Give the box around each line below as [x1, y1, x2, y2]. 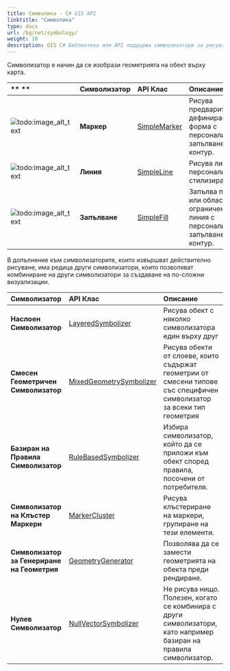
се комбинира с [163, 602, 217, 611]
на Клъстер [10, 510, 51, 520]
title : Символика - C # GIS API [7, 10, 97, 17]
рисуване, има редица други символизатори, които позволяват [7, 263, 194, 271]
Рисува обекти [163, 342, 213, 352]
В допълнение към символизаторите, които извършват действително [7, 256, 211, 264]
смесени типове [163, 377, 218, 386]
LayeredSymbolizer [68, 318, 131, 328]
